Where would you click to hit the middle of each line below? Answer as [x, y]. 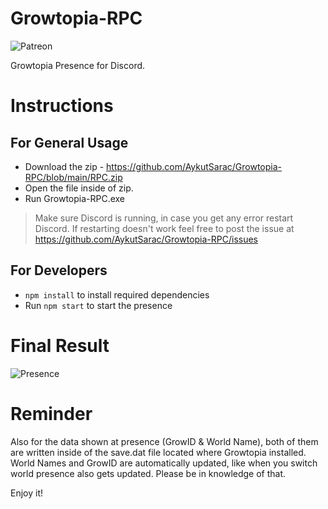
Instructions [62, 106]
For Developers [59, 270]
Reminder [51, 413]
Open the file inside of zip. [79, 188]
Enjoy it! [27, 493]
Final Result [60, 345]
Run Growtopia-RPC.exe [75, 198]
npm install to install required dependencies [117, 294]
